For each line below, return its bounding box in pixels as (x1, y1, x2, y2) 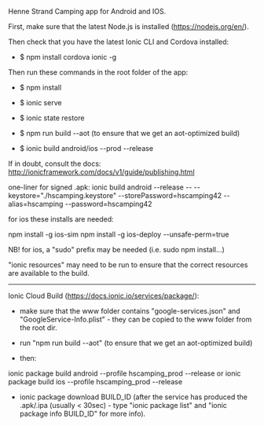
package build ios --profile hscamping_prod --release (8, 377, 183, 386)
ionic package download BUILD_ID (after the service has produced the (19, 392, 248, 402)
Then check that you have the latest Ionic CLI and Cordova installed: (8, 37, 229, 46)
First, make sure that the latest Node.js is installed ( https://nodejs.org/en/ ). (8, 22, 249, 31)
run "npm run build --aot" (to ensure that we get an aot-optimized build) (19, 338, 253, 347)
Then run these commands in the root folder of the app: (8, 68, 189, 77)
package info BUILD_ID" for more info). (19, 409, 146, 418)
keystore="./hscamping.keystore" (8, 191, 116, 200)
